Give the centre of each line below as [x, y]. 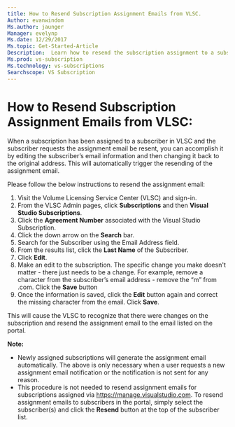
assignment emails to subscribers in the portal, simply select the [110, 402]
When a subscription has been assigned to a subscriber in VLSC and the [112, 141]
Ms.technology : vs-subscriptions [56, 66]
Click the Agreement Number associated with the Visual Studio [109, 220]
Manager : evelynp [33, 33]
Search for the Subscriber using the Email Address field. [98, 243]
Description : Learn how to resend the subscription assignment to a [111, 53]
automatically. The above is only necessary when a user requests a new [121, 365]
